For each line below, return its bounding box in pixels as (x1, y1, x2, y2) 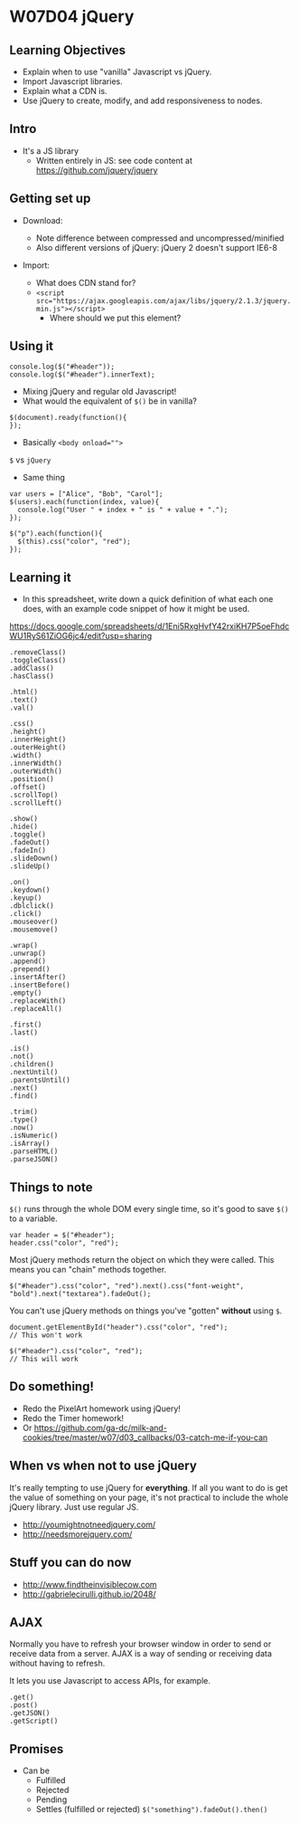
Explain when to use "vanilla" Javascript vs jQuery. (22, 66, 212, 77)
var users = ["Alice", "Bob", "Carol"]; (9, 490, 164, 499)
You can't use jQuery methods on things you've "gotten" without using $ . (9, 1305, 283, 1316)
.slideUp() (9, 862, 51, 871)
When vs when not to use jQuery (9, 1458, 197, 1474)
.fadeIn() (9, 846, 47, 855)
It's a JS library (22, 145, 79, 156)
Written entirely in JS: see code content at (35, 155, 192, 166)
